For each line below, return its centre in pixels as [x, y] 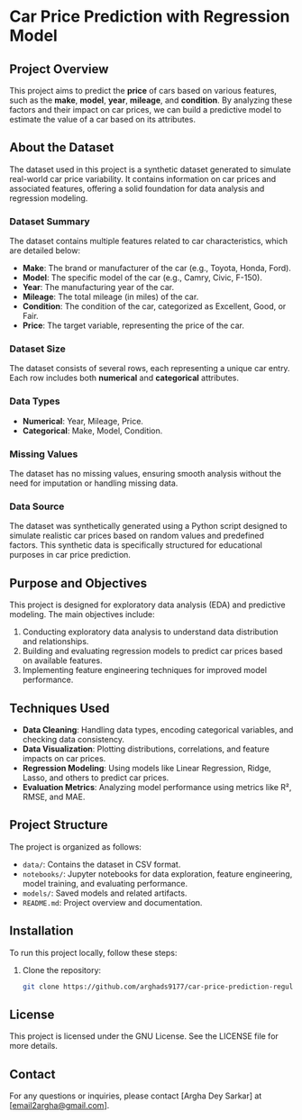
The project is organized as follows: [76, 847]
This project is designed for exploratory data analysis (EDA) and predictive [147, 605]
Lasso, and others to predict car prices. [96, 778]
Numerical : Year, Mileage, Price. [83, 421]
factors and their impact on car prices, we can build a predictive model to [146, 109]
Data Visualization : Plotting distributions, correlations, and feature [146, 749]
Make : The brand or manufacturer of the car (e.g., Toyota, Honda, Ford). [156, 269]
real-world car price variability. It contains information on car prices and [143, 178]
